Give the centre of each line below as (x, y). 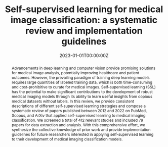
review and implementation (84, 31)
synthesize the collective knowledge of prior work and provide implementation (81, 130)
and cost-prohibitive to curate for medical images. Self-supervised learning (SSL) (83, 87)
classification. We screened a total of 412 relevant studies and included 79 (77, 120)
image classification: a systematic (84, 20)
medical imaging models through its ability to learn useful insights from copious (82, 96)
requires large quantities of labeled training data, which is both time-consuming (82, 82)
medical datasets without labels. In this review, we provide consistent (73, 101)
